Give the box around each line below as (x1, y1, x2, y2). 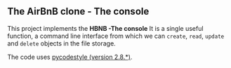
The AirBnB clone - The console (7, 6, 150, 18)
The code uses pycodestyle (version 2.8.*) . (7, 53, 133, 61)
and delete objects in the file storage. (7, 39, 116, 48)
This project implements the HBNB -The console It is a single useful (7, 24, 204, 32)
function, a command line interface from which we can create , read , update (7, 32, 225, 40)
